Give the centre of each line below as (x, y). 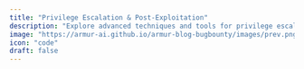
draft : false (34, 51)
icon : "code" (34, 43)
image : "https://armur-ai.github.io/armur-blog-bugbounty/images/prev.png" (155, 34)
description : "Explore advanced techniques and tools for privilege (141, 26)
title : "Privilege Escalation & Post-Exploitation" (109, 17)
